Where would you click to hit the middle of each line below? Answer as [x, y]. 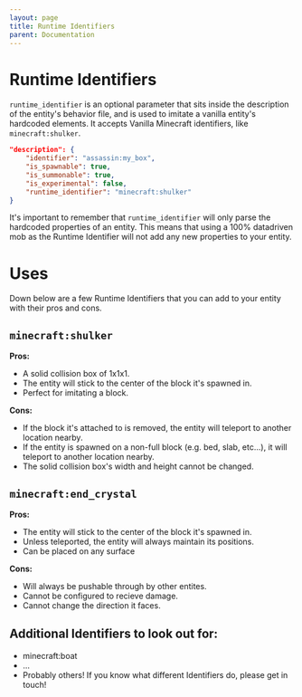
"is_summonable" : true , [71, 175]
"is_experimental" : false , [76, 183]
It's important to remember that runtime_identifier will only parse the [140, 217]
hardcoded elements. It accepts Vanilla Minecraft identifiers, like [129, 124]
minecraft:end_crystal [73, 494]
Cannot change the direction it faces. [91, 606]
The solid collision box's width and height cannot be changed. [138, 466]
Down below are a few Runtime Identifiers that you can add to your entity [146, 299]
